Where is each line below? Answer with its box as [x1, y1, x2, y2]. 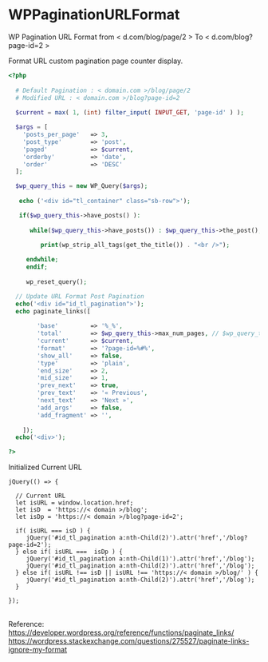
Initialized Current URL [8, 462, 82, 473]
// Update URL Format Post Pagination [15, 292, 145, 301]
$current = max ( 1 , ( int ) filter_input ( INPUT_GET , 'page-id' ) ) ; [15, 109, 245, 117]
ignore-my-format [8, 645, 68, 655]
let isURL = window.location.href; [15, 499, 134, 507]
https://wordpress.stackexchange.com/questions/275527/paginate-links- [8, 636, 250, 646]
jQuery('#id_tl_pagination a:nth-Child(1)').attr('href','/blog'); [26, 555, 255, 563]
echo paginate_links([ [15, 307, 91, 315]
